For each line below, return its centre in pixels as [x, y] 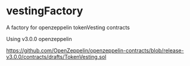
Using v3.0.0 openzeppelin [39, 39]
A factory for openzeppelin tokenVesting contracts [68, 27]
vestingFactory [45, 11]
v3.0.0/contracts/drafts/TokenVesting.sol [56, 56]
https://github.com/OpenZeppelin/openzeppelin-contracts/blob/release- [95, 50]
